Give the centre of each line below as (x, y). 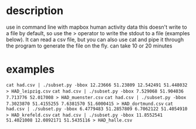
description (35, 11)
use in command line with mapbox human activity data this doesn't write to (97, 27)
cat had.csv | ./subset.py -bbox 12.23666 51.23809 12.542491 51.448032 (97, 85)
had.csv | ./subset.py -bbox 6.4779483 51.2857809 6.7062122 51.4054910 (97, 109)
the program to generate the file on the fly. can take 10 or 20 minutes (89, 46)
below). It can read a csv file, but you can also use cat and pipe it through (95, 39)
